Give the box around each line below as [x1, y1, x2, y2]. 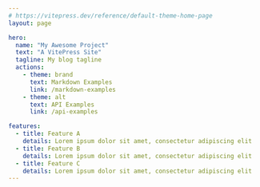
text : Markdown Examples [29, 78, 113, 86]
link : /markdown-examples [29, 86, 116, 93]
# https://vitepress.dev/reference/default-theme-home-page [8, 11, 214, 20]
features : [8, 122, 42, 130]
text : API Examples [29, 101, 94, 109]
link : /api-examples [29, 108, 98, 116]
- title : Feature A [15, 129, 81, 138]
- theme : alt [22, 93, 66, 101]
